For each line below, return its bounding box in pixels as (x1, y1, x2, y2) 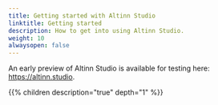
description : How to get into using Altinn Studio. (8, 26, 184, 34)
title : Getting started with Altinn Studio (8, 11, 156, 20)
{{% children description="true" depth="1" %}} (8, 87, 163, 97)
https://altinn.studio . (8, 72, 75, 82)
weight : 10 (8, 34, 45, 42)
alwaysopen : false (8, 42, 70, 50)
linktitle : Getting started (8, 19, 103, 27)
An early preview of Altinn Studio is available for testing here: (8, 63, 210, 73)
